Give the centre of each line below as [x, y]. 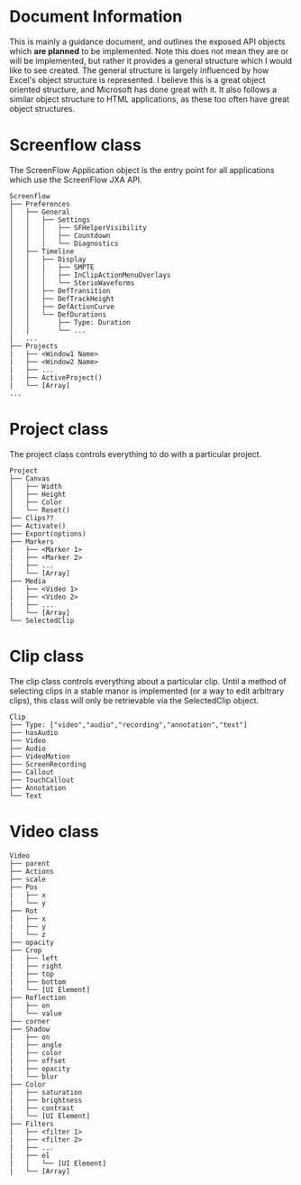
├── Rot [24, 911]
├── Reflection [38, 997]
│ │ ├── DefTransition [60, 290]
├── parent [30, 863]
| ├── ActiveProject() [56, 377]
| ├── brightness [46, 1100]
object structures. [42, 108]
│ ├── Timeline [42, 251]
